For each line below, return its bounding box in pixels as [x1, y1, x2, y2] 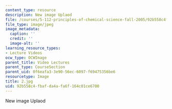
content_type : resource [5, 7, 56, 13]
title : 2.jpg [5, 79, 33, 84]
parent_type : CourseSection [5, 64, 66, 70]
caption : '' [10, 31, 36, 36]
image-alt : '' [10, 41, 40, 46]
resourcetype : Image [5, 74, 50, 79]
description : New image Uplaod [5, 12, 72, 17]
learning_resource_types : [5, 46, 60, 51]
